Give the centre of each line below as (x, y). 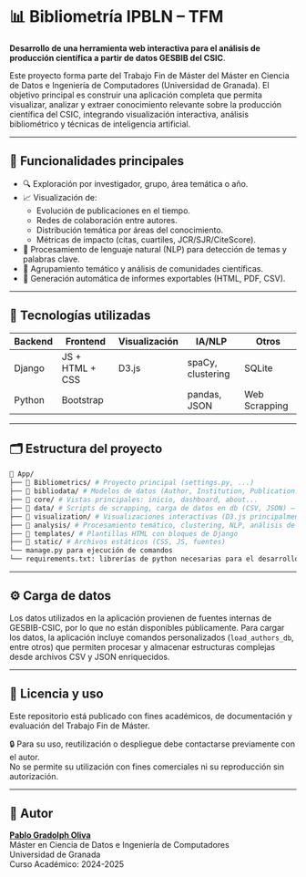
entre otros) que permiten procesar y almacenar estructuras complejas (143, 646)
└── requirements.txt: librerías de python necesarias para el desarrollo (154, 559)
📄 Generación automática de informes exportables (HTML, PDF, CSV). (154, 278)
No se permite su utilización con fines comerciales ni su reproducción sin (147, 767)
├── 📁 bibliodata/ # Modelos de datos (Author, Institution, (128, 491)
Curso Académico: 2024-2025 (67, 864)
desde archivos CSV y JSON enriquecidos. (90, 656)
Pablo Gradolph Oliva (50, 835)
